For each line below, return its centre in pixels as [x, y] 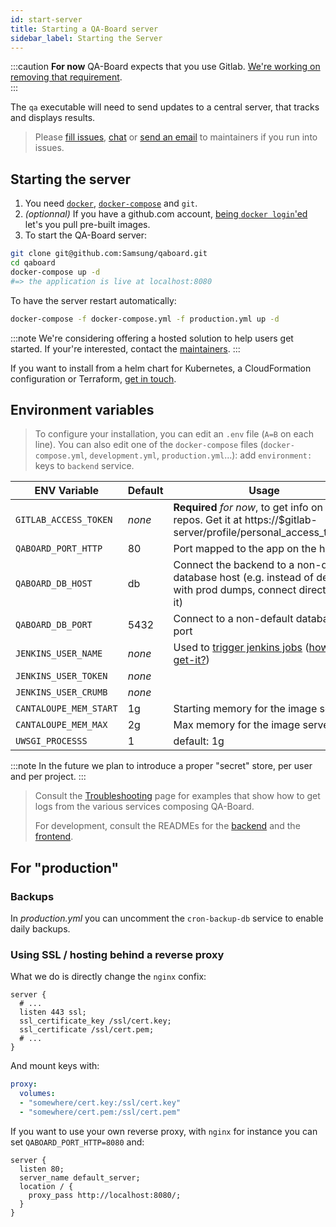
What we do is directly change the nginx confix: [108, 977]
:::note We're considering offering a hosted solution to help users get [152, 338]
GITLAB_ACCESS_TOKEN [64, 520]
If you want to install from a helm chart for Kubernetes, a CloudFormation [161, 368]
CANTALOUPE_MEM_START [66, 709]
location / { [46, 1186]
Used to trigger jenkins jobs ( [241, 648]
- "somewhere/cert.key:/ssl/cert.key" [100, 1103]
